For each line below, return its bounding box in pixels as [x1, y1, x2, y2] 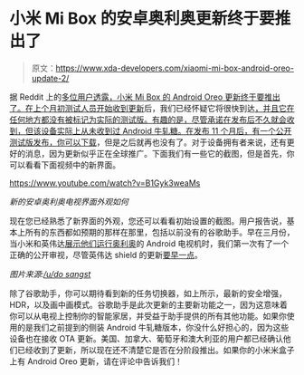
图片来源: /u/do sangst [9, 268, 91, 279]
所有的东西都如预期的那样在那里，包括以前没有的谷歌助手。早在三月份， [24, 226, 295, 237]
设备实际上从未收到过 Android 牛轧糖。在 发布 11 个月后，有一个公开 [40, 125, 292, 136]
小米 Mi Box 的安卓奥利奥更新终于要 [9, 8, 275, 29]
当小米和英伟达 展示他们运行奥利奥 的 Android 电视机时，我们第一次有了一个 [9, 237, 290, 249]
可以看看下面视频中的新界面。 [9, 159, 120, 170]
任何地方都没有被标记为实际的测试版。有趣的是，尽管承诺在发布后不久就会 [9, 114, 287, 125]
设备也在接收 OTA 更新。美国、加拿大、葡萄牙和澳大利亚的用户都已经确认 [9, 332, 283, 344]
